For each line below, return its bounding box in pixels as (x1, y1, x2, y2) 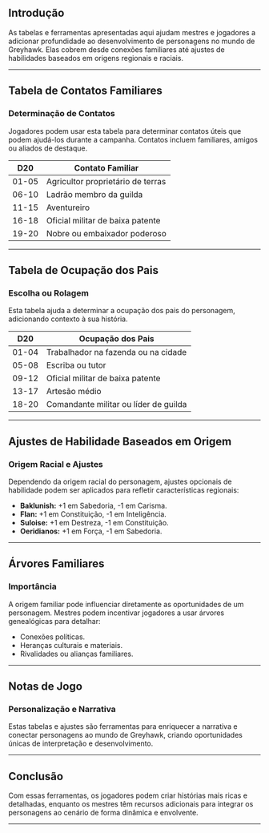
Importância (8, 581, 58, 592)
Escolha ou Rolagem (8, 288, 90, 299)
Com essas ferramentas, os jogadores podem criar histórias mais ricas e (8, 791, 248, 800)
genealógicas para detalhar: (8, 616, 101, 626)
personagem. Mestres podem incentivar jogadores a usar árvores (8, 608, 225, 618)
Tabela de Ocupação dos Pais (8, 264, 159, 277)
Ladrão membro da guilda (46, 188, 143, 199)
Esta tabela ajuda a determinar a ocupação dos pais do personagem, (8, 306, 236, 316)
